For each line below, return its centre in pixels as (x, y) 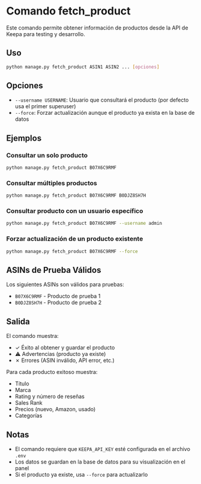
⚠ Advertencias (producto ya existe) (60, 354)
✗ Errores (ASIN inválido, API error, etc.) (65, 360)
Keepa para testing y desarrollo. (46, 34)
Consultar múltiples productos (52, 183)
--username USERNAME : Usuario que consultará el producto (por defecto (102, 100)
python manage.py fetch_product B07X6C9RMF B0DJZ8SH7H (76, 196)
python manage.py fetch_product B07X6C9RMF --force (72, 251)
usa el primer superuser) (45, 106)
